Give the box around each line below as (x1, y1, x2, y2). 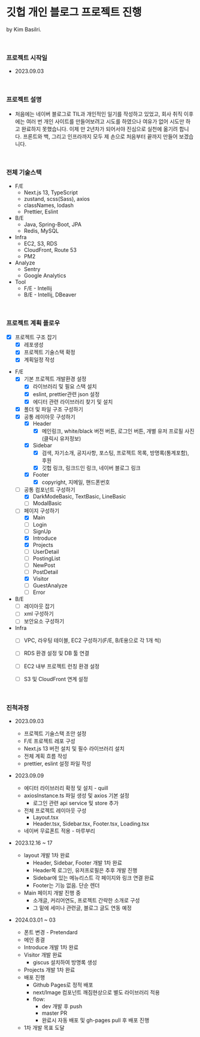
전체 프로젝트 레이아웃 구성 (23, 807, 87, 814)
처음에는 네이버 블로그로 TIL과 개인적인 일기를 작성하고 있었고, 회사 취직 (14, 110, 183, 117)
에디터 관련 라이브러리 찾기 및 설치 (32, 398, 113, 405)
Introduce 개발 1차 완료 (23, 943, 79, 950)
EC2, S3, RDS (23, 240, 58, 247)
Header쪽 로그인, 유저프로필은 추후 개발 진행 (32, 866, 138, 873)
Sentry (23, 265, 41, 272)
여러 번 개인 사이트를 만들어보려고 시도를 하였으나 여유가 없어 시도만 (26, 118, 184, 125)
